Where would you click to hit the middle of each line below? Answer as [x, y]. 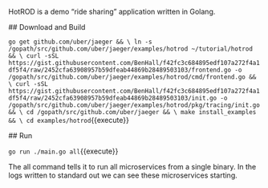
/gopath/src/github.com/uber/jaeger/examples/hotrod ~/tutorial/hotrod [130, 49]
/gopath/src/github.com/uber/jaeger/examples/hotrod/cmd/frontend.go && [132, 77]
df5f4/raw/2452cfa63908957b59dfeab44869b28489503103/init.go [113, 98]
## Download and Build [47, 27]
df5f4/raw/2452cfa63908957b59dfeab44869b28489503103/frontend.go [120, 70]
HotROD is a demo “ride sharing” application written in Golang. [112, 12]
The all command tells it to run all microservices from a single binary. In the [132, 167]
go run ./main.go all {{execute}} [63, 151]
